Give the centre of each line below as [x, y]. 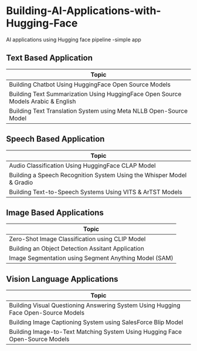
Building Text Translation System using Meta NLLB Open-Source [98, 111]
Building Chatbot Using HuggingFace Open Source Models [90, 85]
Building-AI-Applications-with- [84, 11]
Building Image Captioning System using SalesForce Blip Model [96, 322]
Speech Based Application [55, 139]
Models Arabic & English [43, 101]
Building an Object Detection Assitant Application [77, 249]
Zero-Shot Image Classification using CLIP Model [77, 239]
